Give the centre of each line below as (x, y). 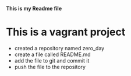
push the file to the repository (50, 67)
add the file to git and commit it (52, 60)
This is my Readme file (34, 8)
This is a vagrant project (66, 32)
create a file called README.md (52, 54)
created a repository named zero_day (59, 48)
